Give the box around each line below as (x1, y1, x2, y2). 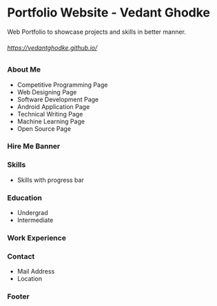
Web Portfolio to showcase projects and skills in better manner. (7, 28, 186, 36)
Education (7, 193, 43, 203)
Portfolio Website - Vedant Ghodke (7, 5, 211, 21)
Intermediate (17, 216, 54, 225)
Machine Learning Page (17, 117, 85, 125)
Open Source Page (17, 124, 71, 132)
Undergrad (17, 209, 48, 217)
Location (17, 274, 43, 283)
